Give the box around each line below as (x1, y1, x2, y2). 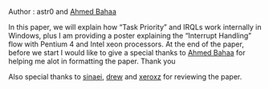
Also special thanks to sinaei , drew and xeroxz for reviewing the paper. (8, 72, 243, 81)
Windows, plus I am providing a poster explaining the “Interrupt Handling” (8, 31, 251, 40)
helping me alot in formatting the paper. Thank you (8, 56, 176, 66)
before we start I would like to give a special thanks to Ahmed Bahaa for (8, 48, 246, 57)
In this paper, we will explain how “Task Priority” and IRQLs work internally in (8, 22, 262, 31)
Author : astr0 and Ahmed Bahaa (8, 7, 116, 16)
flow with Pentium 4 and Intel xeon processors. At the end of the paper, (8, 39, 245, 49)
